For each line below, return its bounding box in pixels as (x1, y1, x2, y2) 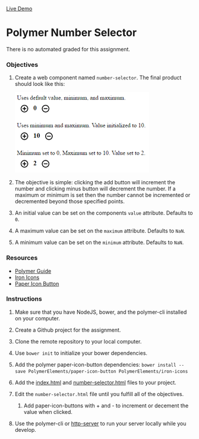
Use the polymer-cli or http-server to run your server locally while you (14, 420, 187, 427)
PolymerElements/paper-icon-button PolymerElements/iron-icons (28, 368, 188, 375)
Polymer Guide (14, 267, 52, 274)
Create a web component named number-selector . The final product (14, 74, 182, 81)
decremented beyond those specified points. (14, 198, 125, 205)
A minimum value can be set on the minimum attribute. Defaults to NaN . (14, 239, 184, 246)
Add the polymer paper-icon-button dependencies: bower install (14, 361, 176, 368)
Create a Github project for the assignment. (14, 326, 121, 333)
